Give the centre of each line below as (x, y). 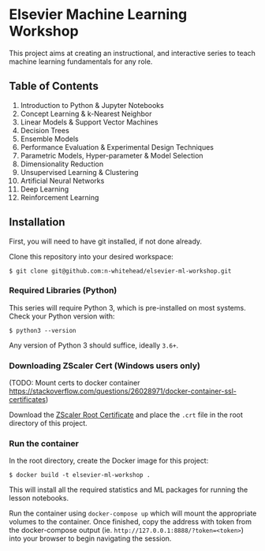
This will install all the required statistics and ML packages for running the (129, 490)
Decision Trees (45, 130)
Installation (37, 222)
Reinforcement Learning (60, 197)
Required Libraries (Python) (63, 291)
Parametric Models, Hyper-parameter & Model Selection (112, 155)
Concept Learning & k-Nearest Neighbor (86, 114)
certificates (28, 400)
